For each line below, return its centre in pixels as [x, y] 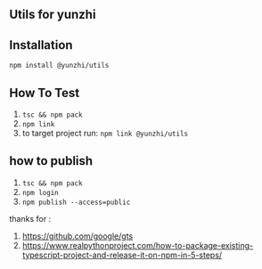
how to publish [51, 161]
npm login [41, 192]
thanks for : [30, 218]
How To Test [45, 93]
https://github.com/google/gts [78, 236]
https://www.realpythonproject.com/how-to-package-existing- [138, 245]
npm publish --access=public [76, 202]
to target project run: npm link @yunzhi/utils [105, 134]
